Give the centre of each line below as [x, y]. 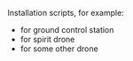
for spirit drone [47, 39]
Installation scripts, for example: [66, 13]
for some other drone [59, 49]
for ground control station [67, 30]
